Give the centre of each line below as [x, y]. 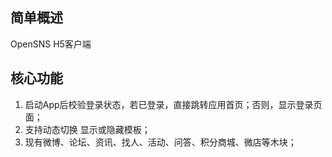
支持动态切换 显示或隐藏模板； [87, 129]
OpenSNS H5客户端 [51, 44]
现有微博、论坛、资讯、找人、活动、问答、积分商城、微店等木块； [160, 142]
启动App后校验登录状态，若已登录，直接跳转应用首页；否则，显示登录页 [173, 104]
